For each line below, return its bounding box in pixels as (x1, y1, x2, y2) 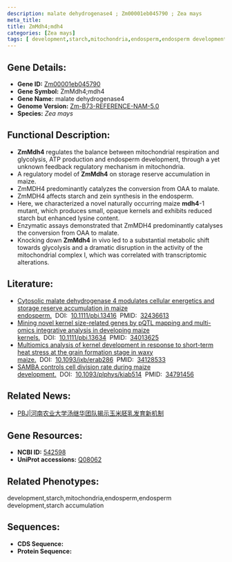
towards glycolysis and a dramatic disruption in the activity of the (17, 243, 204, 251)
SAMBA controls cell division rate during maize (17, 363, 151, 371)
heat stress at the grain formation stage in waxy (17, 347, 153, 356)
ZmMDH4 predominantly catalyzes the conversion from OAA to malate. (17, 184, 220, 192)
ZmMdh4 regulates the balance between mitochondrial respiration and (17, 147, 220, 156)
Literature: (7, 278, 54, 290)
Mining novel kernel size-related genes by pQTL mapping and (17, 318, 193, 327)
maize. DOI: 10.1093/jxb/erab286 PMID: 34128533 (17, 355, 166, 363)
